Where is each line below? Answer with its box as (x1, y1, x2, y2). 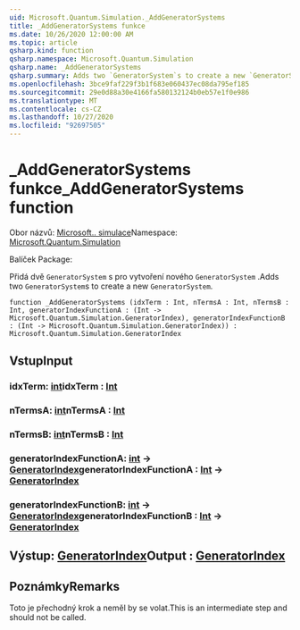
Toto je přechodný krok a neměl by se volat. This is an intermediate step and (9, 602, 287, 613)
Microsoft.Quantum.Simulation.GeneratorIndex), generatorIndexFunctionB (9, 314, 286, 323)
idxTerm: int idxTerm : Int (9, 381, 118, 393)
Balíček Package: (9, 254, 73, 265)
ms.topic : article (9, 38, 78, 47)
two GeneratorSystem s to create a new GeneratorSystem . (9, 281, 213, 291)
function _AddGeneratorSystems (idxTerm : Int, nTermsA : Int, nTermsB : (9, 298, 290, 307)
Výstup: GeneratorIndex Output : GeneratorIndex (9, 549, 286, 564)
